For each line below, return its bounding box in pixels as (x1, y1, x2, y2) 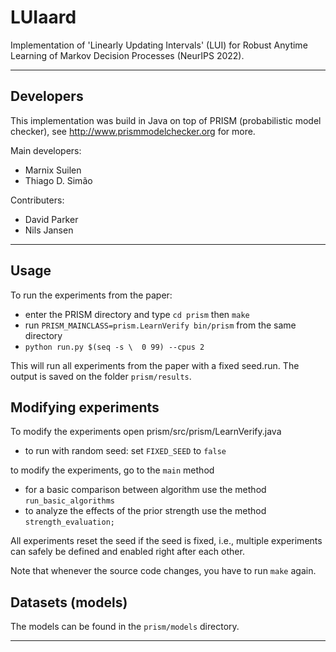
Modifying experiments (10, 399, 160, 416)
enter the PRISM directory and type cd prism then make (24, 308, 250, 320)
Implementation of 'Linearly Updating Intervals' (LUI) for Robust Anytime (10, 39, 308, 51)
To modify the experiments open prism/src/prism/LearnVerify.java (10, 426, 282, 438)
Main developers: (10, 144, 82, 156)
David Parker (24, 213, 79, 225)
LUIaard (10, 6, 77, 29)
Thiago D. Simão (24, 174, 93, 186)
